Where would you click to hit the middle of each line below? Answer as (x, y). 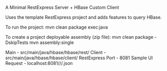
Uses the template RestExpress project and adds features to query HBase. (84, 17)
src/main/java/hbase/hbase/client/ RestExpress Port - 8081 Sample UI (79, 58)
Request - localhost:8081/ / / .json (39, 63)
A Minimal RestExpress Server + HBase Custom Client (62, 7)
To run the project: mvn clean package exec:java (57, 27)
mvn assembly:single (52, 42)
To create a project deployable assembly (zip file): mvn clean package (79, 37)
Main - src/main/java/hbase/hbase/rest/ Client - (56, 52)
